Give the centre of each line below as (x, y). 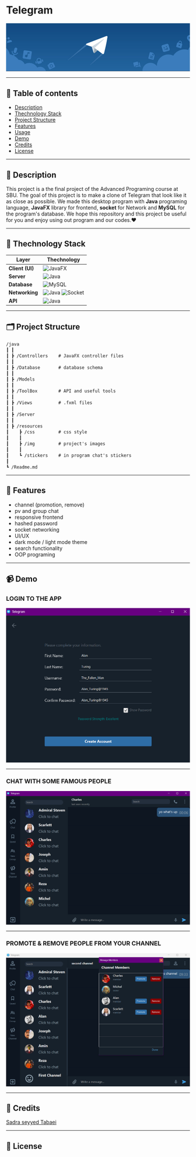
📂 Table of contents (42, 93)
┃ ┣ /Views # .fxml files (49, 403)
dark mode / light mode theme (51, 542)
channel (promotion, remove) (49, 505)
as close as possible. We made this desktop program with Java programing (97, 201)
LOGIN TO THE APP (34, 599)
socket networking (37, 529)
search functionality (38, 548)
